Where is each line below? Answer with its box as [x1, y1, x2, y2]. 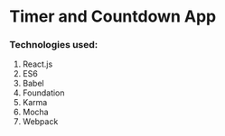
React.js [22, 59, 53, 69]
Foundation [22, 87, 65, 98]
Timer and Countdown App [9, 6, 217, 27]
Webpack [22, 116, 59, 127]
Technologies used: [9, 39, 98, 51]
